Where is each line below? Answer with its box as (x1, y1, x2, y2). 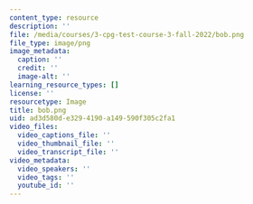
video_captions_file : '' (17, 131, 111, 140)
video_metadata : (9, 155, 70, 165)
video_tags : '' (17, 172, 75, 181)
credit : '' (17, 64, 59, 73)
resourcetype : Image (9, 97, 88, 107)
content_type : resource (9, 13, 99, 23)
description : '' (9, 22, 70, 31)
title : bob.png (9, 106, 67, 115)
